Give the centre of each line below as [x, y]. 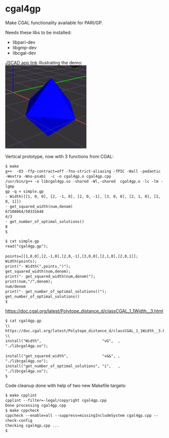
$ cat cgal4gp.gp [23, 321]
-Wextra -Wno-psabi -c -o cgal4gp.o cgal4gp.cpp [58, 176]
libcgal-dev [24, 53]
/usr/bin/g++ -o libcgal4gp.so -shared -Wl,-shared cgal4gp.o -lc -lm [82, 181]
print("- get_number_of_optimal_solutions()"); [56, 291]
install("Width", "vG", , [63, 341]
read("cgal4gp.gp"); [27, 246]
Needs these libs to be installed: [38, 32]
